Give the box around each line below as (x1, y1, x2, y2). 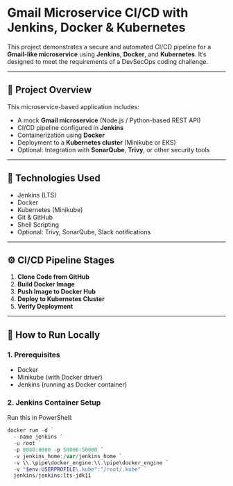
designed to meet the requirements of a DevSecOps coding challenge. (7, 57, 209, 65)
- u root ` (13, 440, 42, 447)
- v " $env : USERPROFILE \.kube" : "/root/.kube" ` (13, 466, 148, 473)
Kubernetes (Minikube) (17, 205, 83, 213)
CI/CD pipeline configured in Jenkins (17, 123, 124, 131)
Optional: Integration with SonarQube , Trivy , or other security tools (17, 145, 210, 154)
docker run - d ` (7, 427, 54, 434)
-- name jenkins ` (13, 433, 64, 441)
